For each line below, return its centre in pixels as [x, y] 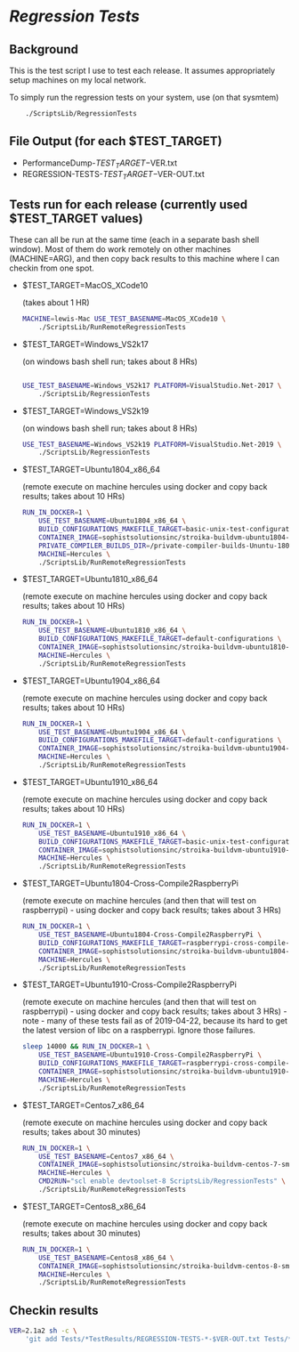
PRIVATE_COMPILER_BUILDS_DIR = [94, 546]
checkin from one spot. [52, 268]
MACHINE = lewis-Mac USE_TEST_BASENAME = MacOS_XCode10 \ [124, 319]
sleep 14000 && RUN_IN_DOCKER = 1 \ [86, 1047]
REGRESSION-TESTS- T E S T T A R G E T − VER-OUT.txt [113, 175]
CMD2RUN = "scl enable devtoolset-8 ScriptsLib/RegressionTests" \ [162, 1181]
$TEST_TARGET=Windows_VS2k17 [85, 344]
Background [44, 49]
